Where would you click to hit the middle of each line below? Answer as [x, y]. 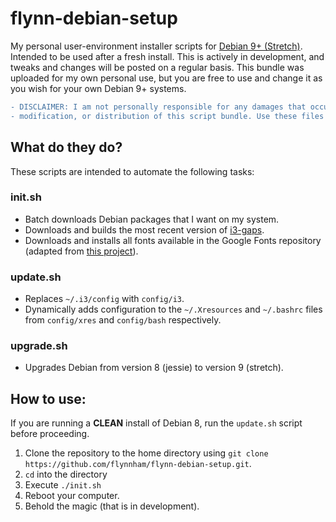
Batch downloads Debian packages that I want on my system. [152, 219]
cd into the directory [66, 474]
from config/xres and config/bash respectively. [123, 320]
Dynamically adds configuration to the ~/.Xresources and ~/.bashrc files [173, 309]
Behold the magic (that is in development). [112, 506]
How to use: [48, 398]
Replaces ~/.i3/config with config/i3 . [104, 299]
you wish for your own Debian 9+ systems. [98, 88]
